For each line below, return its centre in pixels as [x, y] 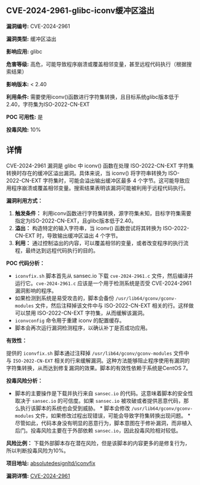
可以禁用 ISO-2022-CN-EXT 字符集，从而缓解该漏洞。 [81, 313]
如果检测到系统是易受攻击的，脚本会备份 [64, 298]
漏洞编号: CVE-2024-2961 [38, 26]
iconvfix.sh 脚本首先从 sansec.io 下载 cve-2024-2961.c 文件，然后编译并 [104, 276]
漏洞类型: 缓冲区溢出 [31, 39]
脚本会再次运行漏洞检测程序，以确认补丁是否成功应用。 [82, 328]
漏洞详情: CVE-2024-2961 [38, 475]
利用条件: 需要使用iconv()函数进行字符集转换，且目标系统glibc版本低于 [93, 96]
